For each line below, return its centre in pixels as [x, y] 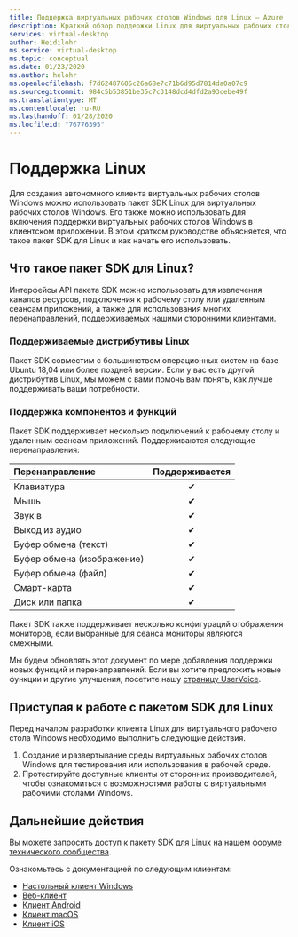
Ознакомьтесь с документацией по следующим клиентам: [121, 869]
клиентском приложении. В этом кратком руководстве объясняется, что [148, 231]
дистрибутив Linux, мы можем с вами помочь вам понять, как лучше [141, 379]
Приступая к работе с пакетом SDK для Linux [141, 707]
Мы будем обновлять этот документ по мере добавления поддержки [141, 660]
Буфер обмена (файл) [61, 574]
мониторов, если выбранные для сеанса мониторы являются [126, 634]
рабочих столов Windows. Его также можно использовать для [128, 212]
